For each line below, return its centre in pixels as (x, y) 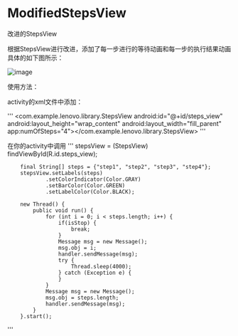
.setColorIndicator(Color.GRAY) (93, 179)
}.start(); (36, 316)
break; (81, 229)
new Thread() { (43, 204)
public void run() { (63, 210)
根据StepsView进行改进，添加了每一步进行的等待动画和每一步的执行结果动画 (119, 48)
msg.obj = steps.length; (82, 298)
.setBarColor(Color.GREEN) (85, 185)
